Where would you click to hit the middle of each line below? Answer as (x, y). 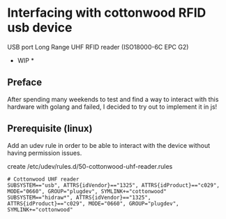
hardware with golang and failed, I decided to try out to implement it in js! (112, 107)
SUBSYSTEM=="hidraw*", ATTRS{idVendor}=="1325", (79, 197)
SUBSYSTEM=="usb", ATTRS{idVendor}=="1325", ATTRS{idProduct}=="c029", (113, 185)
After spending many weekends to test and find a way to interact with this (113, 99)
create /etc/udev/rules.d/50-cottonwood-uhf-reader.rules (90, 166)
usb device (40, 28)
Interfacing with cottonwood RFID (107, 13)
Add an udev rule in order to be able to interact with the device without (109, 145)
